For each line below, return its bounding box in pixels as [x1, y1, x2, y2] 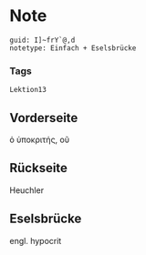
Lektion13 [9, 86, 47, 95]
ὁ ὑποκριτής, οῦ [9, 134, 70, 146]
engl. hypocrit [9, 235, 62, 246]
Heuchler [9, 184, 44, 196]
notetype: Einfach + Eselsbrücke [9, 43, 137, 53]
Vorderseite [9, 110, 78, 126]
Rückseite [9, 160, 68, 176]
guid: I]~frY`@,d [9, 36, 76, 45]
